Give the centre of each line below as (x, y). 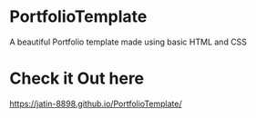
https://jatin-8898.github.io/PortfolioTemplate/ (96, 103)
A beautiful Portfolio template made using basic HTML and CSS (128, 42)
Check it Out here (77, 79)
